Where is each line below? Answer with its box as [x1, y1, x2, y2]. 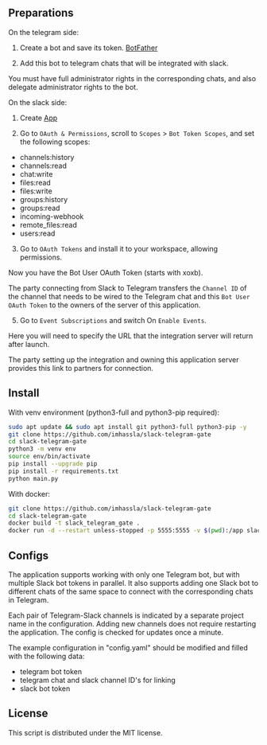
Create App [19, 113, 58, 123]
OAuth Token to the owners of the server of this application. [8, 300, 201, 310]
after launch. [8, 339, 50, 349]
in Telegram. [8, 595, 49, 604]
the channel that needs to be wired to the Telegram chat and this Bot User [8, 291, 250, 301]
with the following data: [8, 651, 85, 661]
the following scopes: [19, 137, 91, 146]
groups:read [19, 203, 60, 213]
